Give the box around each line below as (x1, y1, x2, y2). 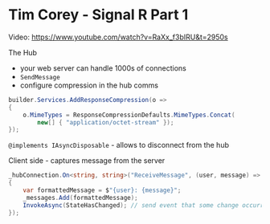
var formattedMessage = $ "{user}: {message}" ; (22, 186, 182, 194)
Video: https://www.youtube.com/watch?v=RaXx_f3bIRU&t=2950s (8, 32, 228, 42)
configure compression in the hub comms (19, 80, 159, 90)
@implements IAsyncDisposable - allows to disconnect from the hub (8, 141, 229, 150)
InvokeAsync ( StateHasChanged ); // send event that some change (22, 201, 239, 210)
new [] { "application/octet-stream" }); (37, 118, 174, 126)
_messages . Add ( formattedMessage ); (22, 193, 138, 202)
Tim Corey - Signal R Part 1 (8, 6, 189, 24)
